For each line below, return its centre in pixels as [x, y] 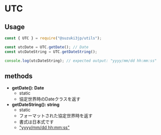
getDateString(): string [35, 105]
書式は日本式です [36, 122]
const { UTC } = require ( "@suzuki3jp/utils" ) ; [53, 38]
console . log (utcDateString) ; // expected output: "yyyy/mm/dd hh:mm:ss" [81, 61]
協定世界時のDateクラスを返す [50, 99]
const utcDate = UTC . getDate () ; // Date [47, 47]
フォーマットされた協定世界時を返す [56, 116]
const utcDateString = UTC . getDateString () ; [51, 52]
